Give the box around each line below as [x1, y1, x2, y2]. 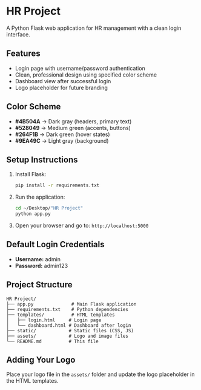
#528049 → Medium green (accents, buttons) [15, 124, 131, 131]
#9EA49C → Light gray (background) [15, 137, 109, 144]
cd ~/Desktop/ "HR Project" [15, 205, 84, 211]
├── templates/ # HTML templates [6, 312, 115, 318]
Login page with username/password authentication [15, 64, 145, 72]
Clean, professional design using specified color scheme [15, 71, 157, 78]
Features [6, 49, 41, 59]
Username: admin [15, 255, 61, 262]
